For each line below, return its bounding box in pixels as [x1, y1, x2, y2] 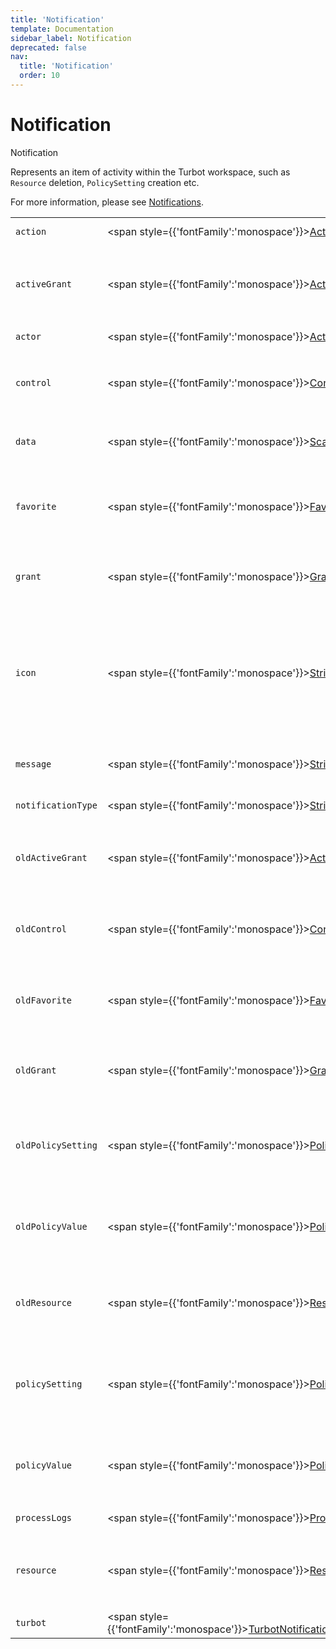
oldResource [15, 1297, 73, 1308]
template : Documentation [10, 24, 114, 34]
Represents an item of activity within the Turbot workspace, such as [10, 166, 291, 178]
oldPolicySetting [15, 1139, 98, 1151]
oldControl [15, 923, 67, 935]
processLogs [15, 1512, 73, 1523]
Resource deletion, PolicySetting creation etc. [10, 176, 200, 188]
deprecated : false [10, 42, 87, 53]
